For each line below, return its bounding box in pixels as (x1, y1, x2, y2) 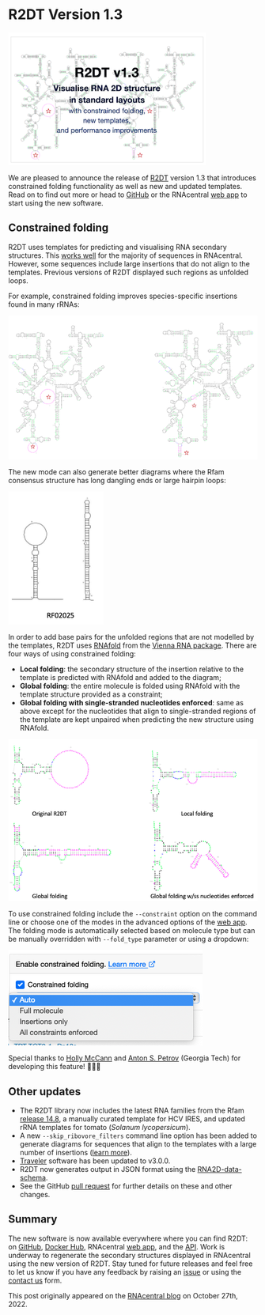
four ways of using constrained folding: (8, 649, 136, 659)
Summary (8, 1212, 58, 1226)
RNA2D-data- (197, 1164, 243, 1173)
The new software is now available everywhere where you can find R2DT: (8, 1234, 248, 1243)
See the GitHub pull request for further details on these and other (19, 1181, 233, 1191)
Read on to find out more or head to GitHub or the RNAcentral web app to (8, 190, 248, 199)
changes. (19, 1189, 51, 1199)
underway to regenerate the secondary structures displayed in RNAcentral (8, 1250, 251, 1260)
